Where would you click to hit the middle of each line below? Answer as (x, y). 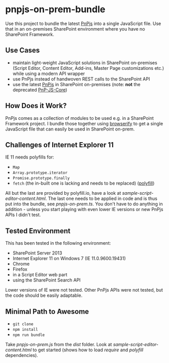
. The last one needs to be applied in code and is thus (101, 199)
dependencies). (22, 355)
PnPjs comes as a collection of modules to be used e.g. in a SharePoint (79, 118)
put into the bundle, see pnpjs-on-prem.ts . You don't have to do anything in (84, 204)
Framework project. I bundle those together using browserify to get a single (84, 123)
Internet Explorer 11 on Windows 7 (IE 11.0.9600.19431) (69, 258)
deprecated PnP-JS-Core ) (40, 90)
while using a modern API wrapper (49, 73)
